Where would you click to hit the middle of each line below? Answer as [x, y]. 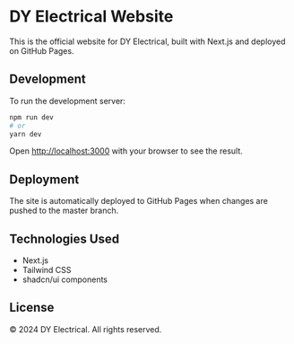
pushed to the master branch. [64, 211]
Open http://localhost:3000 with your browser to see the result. [126, 151]
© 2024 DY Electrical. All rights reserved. [86, 329]
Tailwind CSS [47, 270]
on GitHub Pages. [42, 50]
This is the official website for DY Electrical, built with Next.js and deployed [147, 41]
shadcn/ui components [65, 279]
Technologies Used [64, 238]
